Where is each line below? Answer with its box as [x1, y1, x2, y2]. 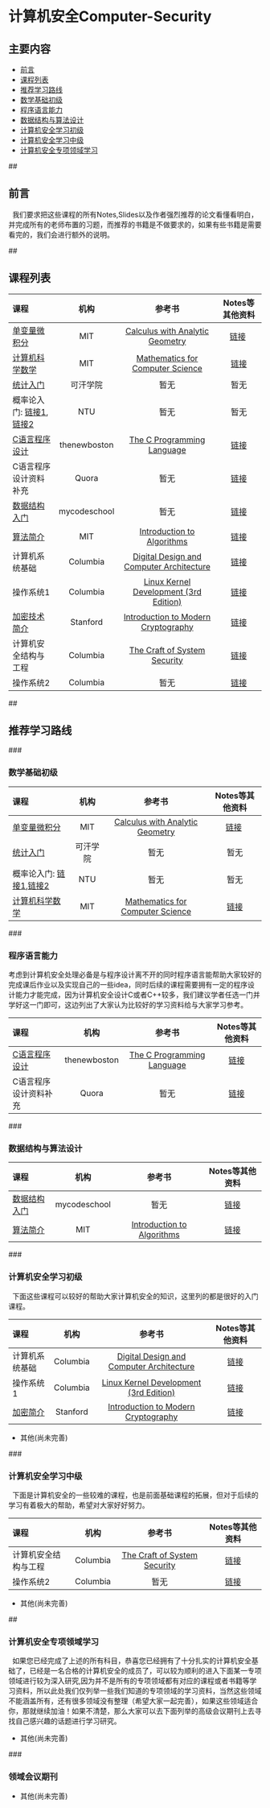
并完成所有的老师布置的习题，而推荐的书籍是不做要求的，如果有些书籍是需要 [8, 219, 262, 230]
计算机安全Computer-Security [8, 7, 212, 26]
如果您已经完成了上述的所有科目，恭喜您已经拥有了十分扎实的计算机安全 [11, 1656, 252, 1665]
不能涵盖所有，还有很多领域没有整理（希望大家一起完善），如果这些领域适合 [8, 1696, 259, 1706]
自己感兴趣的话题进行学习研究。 [14, 1716, 121, 1726]
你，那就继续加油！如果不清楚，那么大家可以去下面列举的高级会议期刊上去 [8, 1707, 255, 1716]
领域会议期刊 [8, 1771, 59, 1782]
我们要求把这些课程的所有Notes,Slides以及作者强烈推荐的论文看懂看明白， [11, 209, 259, 219]
